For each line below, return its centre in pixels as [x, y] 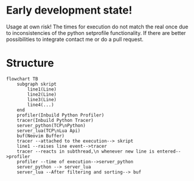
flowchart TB [22, 79]
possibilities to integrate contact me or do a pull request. [75, 39]
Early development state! [69, 10]
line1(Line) [42, 89]
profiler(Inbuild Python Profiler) [61, 115]
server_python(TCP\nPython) [51, 125]
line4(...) [41, 105]
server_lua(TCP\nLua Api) [49, 131]
